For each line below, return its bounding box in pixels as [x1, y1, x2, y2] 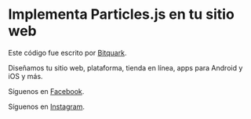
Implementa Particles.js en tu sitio [8, 5, 235, 23]
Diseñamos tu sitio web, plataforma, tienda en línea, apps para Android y [8, 63, 243, 72]
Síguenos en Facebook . [8, 86, 85, 96]
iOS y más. [8, 71, 43, 81]
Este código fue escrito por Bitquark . [8, 48, 127, 57]
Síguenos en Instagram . [8, 102, 85, 111]
